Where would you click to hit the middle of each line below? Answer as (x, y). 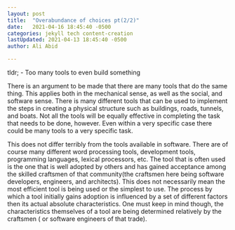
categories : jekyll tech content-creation (70, 33)
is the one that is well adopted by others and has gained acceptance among (117, 167)
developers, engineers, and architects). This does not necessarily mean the (116, 182)
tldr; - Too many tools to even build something (74, 72)
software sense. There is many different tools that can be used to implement (117, 101)
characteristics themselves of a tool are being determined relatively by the (115, 211)
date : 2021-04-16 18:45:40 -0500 (59, 27)
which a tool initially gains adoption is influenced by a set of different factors (117, 196)
